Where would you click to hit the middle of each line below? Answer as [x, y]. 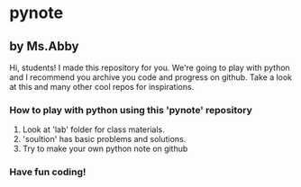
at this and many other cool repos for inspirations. [102, 87]
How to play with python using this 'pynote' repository [131, 110]
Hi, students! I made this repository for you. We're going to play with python [150, 67]
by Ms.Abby [44, 46]
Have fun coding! [48, 172]
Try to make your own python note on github [105, 149]
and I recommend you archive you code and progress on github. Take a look [151, 77]
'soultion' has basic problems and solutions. [104, 139]
